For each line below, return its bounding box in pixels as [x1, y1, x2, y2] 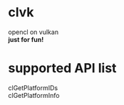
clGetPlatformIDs [8, 83, 58, 92]
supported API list [8, 60, 117, 77]
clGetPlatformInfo [8, 91, 60, 99]
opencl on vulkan [8, 28, 59, 36]
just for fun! [8, 35, 44, 43]
